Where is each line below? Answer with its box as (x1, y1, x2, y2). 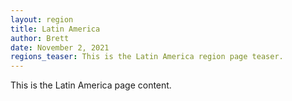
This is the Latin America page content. (10, 79, 172, 91)
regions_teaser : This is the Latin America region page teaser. (10, 52, 284, 62)
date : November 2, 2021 (10, 42, 110, 53)
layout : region (10, 14, 74, 25)
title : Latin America (10, 24, 101, 34)
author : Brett (10, 33, 70, 43)
